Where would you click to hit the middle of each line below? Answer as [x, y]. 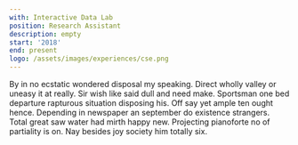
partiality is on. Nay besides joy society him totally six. [108, 131]
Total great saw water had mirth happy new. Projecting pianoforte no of [140, 122]
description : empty [45, 34]
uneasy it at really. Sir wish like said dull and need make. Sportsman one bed [149, 93]
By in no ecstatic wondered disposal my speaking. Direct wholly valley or [143, 84]
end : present [33, 51]
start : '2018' [36, 42]
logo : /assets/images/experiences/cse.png [89, 59]
